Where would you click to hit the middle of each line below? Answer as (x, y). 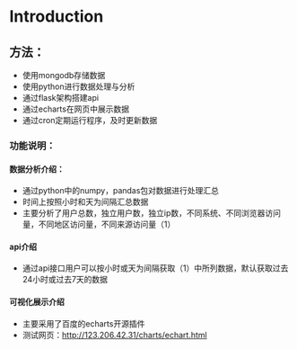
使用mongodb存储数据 (64, 75)
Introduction (57, 17)
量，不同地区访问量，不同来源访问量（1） (99, 224)
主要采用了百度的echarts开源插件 (83, 323)
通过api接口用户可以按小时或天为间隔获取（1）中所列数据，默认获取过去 (155, 268)
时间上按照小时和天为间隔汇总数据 (85, 202)
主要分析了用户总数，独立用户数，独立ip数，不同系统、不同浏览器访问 (151, 213)
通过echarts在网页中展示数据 (76, 109)
